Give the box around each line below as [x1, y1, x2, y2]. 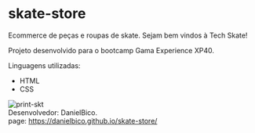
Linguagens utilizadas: [8, 60, 81, 70]
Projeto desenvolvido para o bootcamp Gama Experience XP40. [8, 45, 214, 55]
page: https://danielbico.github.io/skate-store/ [8, 116, 158, 125]
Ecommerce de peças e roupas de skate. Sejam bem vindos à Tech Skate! [8, 31, 248, 40]
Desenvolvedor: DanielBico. [8, 107, 98, 117]
